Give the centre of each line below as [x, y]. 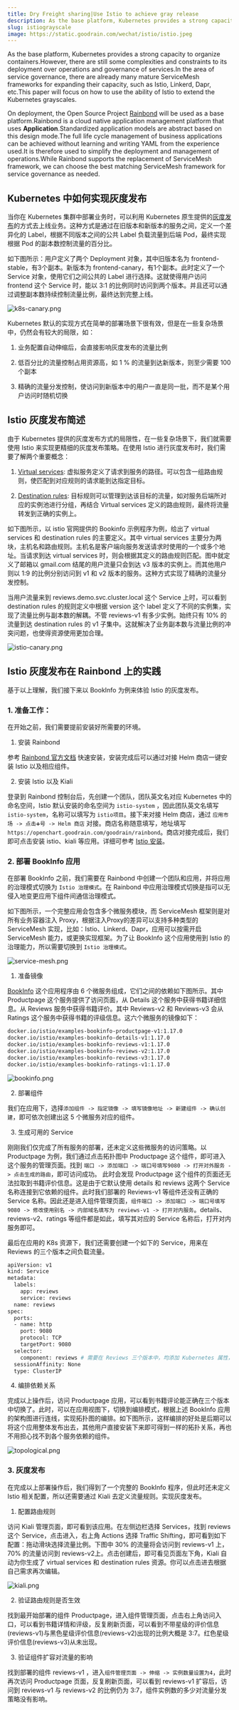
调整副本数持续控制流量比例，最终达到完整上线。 [85, 295]
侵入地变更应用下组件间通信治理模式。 [63, 896]
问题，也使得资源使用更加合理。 [60, 633]
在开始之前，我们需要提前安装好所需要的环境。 [76, 727]
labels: [25, 1285]
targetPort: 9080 [46, 1345]
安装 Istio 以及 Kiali [45, 781]
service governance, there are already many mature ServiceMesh [103, 77]
